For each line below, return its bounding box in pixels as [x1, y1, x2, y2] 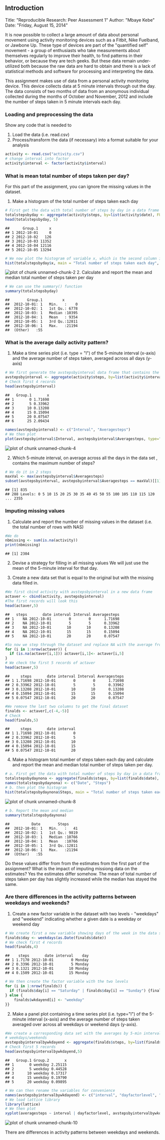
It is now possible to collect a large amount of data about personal [5, 31, 139, 37]
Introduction [5, 4, 44, 12]
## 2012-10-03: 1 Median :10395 [5, 311, 78, 316]
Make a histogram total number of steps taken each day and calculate [12, 757, 154, 762]
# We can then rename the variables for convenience [5, 1088, 115, 1093]
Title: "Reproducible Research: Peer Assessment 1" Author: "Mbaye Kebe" [5, 17, 155, 23]
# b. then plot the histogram [5, 785, 67, 790]
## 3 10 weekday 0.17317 [5, 1071, 67, 1076]
